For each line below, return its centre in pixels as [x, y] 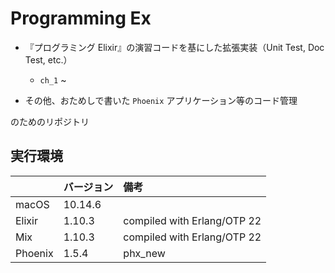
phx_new [144, 253]
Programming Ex [81, 18]
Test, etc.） [48, 59]
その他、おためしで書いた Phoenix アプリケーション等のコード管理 [161, 100]
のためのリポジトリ [50, 121]
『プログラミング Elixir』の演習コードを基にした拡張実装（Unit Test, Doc [174, 47]
